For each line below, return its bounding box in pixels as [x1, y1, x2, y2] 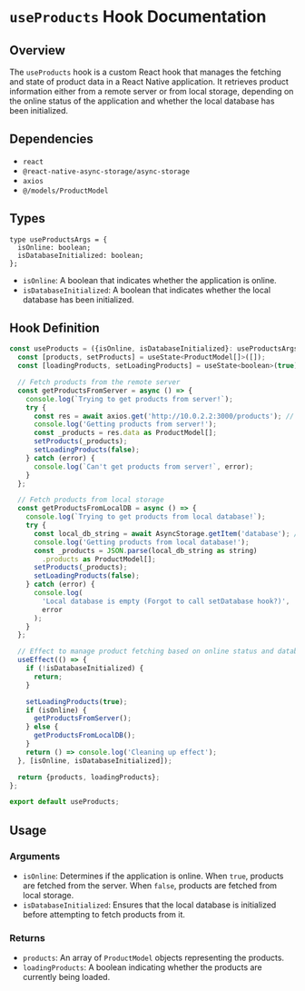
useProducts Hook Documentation [9, 6, 267, 27]
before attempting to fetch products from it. [22, 909, 186, 919]
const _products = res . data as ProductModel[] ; [33, 429, 218, 438]
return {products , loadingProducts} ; [17, 772, 161, 782]
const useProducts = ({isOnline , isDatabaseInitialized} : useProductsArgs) [9, 344, 302, 353]
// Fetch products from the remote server [17, 378, 181, 387]
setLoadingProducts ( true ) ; [25, 697, 128, 706]
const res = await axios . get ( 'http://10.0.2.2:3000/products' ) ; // [33, 411, 295, 421]
